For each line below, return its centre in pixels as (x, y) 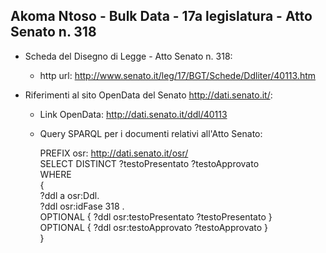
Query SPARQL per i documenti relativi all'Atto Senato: (151, 133)
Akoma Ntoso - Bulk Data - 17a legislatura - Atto (161, 16)
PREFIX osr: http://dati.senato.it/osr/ (114, 153)
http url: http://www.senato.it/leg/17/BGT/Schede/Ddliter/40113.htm (178, 75)
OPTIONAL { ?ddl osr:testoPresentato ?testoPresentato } (156, 216)
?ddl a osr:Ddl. (69, 195)
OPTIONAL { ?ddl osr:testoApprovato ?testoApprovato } (154, 227)
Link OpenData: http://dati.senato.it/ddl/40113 (133, 114)
